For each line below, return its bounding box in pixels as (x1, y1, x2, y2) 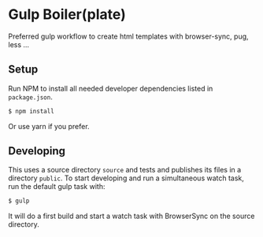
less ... (8, 39, 30, 49)
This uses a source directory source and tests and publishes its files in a (8, 165, 242, 175)
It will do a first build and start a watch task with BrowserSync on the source (8, 211, 255, 221)
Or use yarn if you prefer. (8, 121, 90, 131)
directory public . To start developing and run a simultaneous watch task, (8, 173, 244, 183)
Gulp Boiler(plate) (8, 6, 126, 24)
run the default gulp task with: (8, 182, 106, 191)
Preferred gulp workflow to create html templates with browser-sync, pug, (8, 31, 250, 41)
